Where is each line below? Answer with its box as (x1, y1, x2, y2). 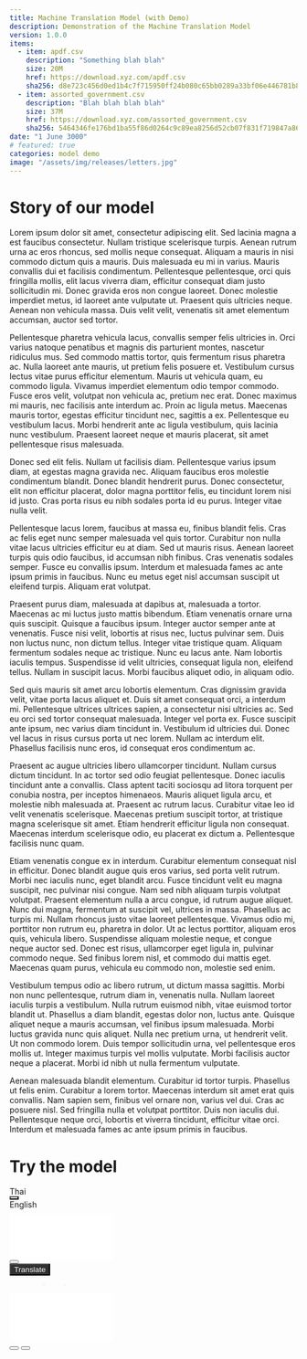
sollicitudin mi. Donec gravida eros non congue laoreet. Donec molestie (9, 285, 279, 297)
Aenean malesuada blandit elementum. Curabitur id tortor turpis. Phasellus (9, 1075, 291, 1087)
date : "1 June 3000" (9, 132, 89, 142)
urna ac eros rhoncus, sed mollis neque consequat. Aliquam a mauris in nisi (9, 247, 294, 258)
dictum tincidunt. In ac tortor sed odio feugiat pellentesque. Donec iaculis (9, 770, 286, 781)
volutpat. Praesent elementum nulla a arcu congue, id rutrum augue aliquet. (9, 894, 294, 905)
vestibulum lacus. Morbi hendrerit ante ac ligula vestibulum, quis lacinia (9, 419, 279, 430)
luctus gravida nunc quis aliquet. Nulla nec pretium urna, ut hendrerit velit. (9, 1028, 289, 1039)
